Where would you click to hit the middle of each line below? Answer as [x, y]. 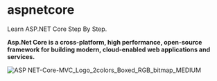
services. [21, 56]
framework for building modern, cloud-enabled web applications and [108, 49]
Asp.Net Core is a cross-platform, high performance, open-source [105, 42]
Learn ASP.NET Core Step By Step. [57, 29]
